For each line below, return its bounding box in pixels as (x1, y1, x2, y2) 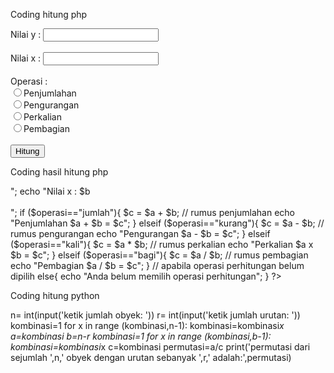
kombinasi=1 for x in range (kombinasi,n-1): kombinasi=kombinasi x (10, 320, 285, 331)
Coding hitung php (10, 9, 88, 20)
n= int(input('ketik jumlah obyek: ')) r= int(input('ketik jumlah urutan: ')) (10, 309, 301, 321)
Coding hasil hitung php (10, 166, 109, 178)
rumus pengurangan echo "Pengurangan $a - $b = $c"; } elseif (10, 228, 271, 239)
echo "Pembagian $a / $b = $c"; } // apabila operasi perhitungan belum (10, 260, 305, 271)
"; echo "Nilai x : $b (10, 185, 91, 197)
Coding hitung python (10, 290, 100, 301)
